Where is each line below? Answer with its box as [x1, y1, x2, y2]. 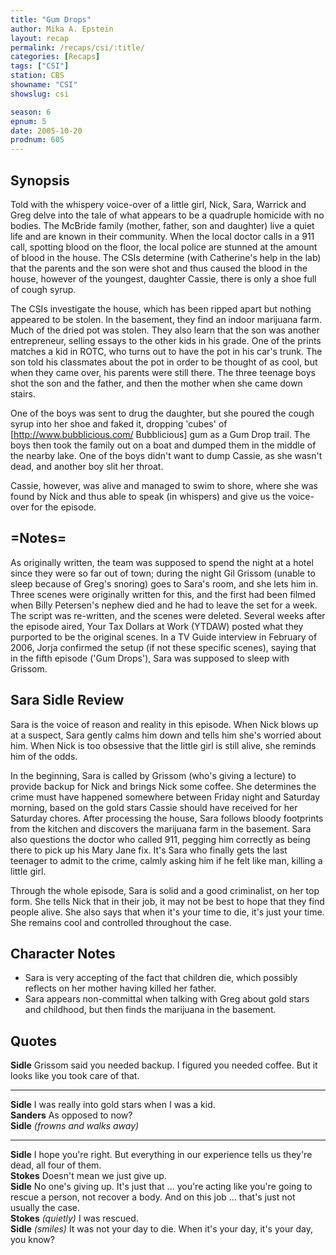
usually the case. [10, 1202, 81, 1214]
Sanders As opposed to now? [10, 1109, 133, 1121]
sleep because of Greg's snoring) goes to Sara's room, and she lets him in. [10, 577, 319, 590]
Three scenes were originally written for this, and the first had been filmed [10, 588, 317, 600]
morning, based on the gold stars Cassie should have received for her [10, 801, 298, 813]
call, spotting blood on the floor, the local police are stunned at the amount [10, 241, 318, 253]
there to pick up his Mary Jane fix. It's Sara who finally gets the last [10, 844, 288, 856]
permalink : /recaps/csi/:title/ [10, 42, 145, 53]
